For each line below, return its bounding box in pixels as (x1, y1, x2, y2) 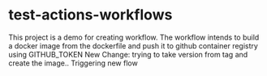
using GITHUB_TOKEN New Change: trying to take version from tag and (8, 49, 248, 59)
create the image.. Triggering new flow (8, 58, 138, 68)
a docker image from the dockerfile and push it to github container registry (8, 40, 258, 50)
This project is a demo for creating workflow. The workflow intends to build (8, 32, 260, 42)
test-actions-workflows (8, 6, 173, 24)
